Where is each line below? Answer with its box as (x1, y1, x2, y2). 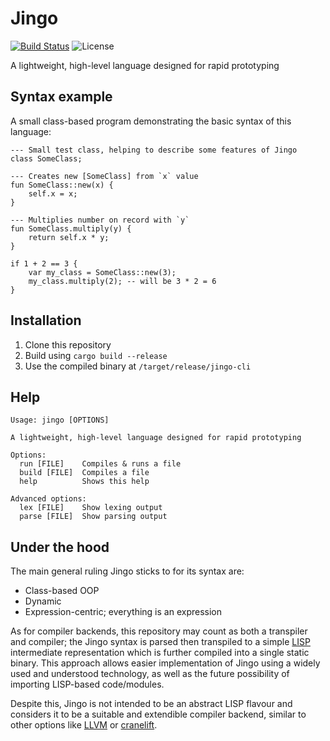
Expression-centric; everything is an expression (24, 606, 223, 618)
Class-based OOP (24, 585, 100, 597)
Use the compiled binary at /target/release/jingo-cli (24, 360, 252, 372)
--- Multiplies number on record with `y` (10, 215, 190, 225)
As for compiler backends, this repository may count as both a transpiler (10, 625, 308, 637)
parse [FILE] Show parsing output (19, 512, 168, 522)
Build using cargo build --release (24, 349, 168, 361)
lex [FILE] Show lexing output (19, 503, 163, 513)
